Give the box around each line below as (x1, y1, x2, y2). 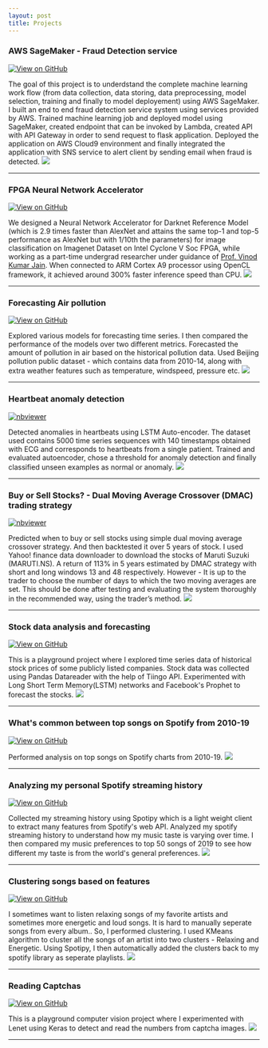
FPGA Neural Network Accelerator (8, 184, 144, 195)
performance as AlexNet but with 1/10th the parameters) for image (8, 235, 226, 245)
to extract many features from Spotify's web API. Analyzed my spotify (8, 822, 238, 831)
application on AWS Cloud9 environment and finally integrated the (8, 138, 226, 148)
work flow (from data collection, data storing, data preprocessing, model (8, 87, 246, 97)
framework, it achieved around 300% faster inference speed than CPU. (8, 270, 242, 280)
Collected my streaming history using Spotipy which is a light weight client (8, 813, 253, 822)
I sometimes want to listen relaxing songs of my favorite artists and (8, 910, 229, 919)
